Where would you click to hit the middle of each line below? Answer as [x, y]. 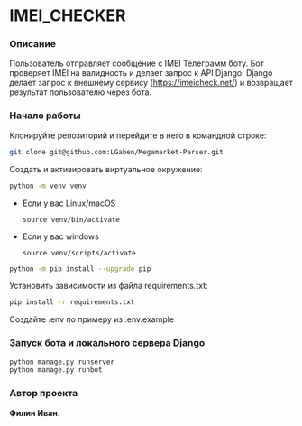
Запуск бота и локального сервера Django [107, 343]
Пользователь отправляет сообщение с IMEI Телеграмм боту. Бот [137, 63]
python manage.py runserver [62, 362]
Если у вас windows [60, 236]
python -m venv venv [48, 186]
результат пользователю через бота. [80, 92]
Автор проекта [44, 394]
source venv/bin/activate [71, 219]
